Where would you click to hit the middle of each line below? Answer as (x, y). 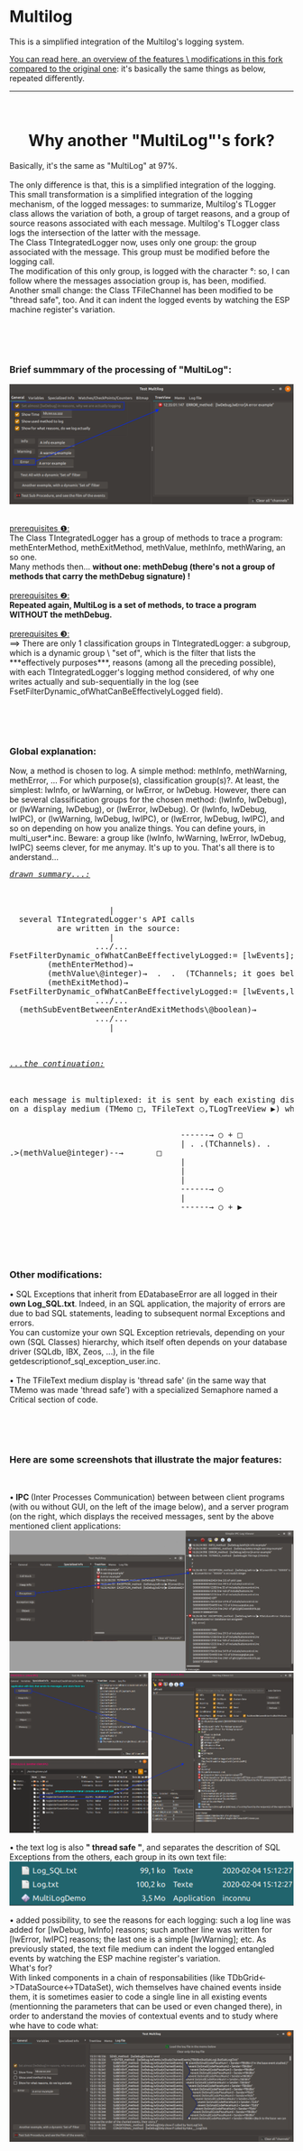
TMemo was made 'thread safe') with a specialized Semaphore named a (144, 1390)
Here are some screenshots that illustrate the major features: (146, 1460)
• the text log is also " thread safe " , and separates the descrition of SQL (145, 1847)
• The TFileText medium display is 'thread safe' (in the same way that (138, 1380)
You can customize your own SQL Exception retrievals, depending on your (147, 1333)
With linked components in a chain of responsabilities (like (117, 1978)
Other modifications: (56, 1275)
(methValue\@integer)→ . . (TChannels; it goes (162, 974)
